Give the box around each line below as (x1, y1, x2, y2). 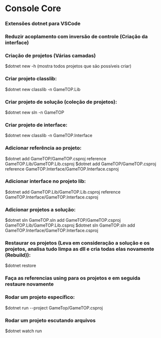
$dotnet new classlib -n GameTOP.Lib (5, 86, 81, 92)
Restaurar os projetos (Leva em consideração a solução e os (5, 240, 150, 246)
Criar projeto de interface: (5, 122, 68, 128)
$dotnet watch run (5, 328, 42, 334)
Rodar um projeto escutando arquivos (5, 317, 96, 323)
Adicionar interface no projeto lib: (5, 178, 86, 184)
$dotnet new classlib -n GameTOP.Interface (5, 133, 93, 138)
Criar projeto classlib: (5, 76, 57, 82)
